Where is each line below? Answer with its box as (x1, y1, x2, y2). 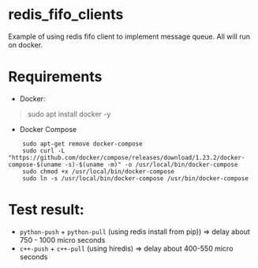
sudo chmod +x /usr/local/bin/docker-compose (22, 168, 175, 176)
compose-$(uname (8, 160, 62, 168)
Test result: (8, 201, 84, 219)
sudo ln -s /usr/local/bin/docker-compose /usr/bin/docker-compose (22, 174, 249, 183)
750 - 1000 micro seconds (19, 235, 106, 244)
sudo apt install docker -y (27, 109, 111, 119)
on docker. (8, 40, 43, 49)
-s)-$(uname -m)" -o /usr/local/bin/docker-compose (64, 160, 238, 168)
